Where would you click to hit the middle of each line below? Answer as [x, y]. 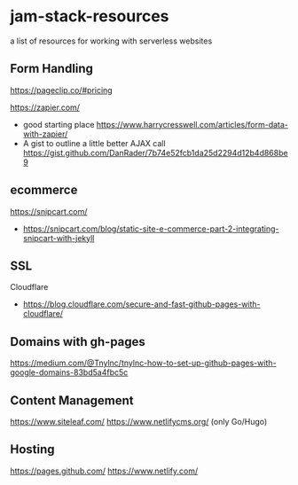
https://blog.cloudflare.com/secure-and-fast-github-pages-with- [141, 304]
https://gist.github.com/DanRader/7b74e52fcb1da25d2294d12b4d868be [155, 153]
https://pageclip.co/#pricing [62, 90]
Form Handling [52, 69]
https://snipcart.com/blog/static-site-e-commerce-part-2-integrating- [151, 229]
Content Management [72, 400]
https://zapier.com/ [45, 107]
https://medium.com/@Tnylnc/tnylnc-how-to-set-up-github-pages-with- [143, 363]
